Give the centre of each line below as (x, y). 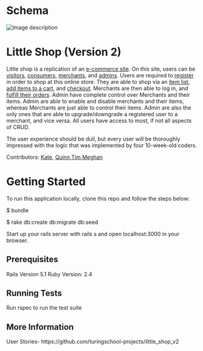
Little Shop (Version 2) (64, 52)
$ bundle (18, 210)
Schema (27, 11)
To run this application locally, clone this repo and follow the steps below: (98, 198)
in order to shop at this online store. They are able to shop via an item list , (98, 82)
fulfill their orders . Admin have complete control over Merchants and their (98, 94)
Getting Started (46, 182)
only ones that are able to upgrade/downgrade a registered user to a (92, 114)
